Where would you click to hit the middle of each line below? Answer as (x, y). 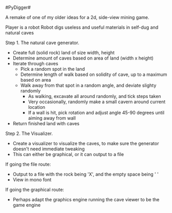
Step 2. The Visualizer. (29, 133)
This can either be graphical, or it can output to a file (68, 154)
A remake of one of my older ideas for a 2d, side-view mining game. (78, 17)
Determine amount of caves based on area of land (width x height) (83, 58)
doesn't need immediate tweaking (49, 149)
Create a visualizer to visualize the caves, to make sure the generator (86, 143)
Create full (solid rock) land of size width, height (63, 53)
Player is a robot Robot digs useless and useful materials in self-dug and (82, 27)
